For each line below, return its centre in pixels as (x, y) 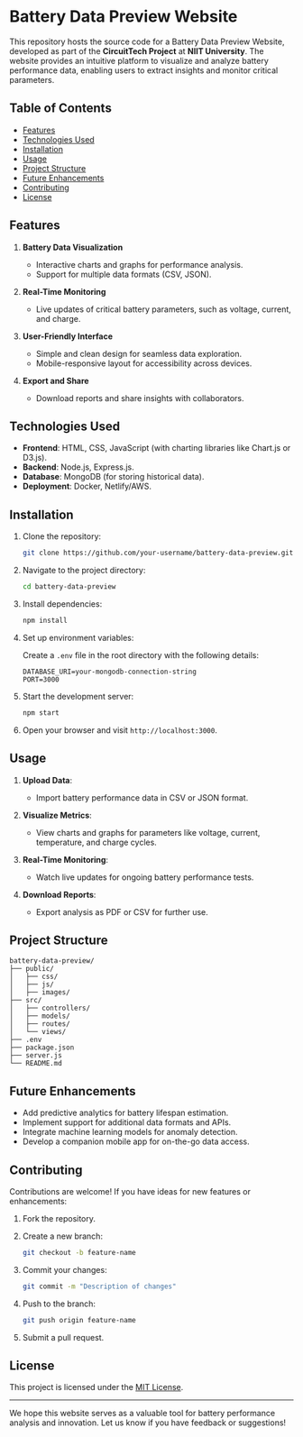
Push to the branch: (59, 1304)
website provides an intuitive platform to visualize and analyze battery (139, 60)
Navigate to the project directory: (84, 571)
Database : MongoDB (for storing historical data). (113, 477)
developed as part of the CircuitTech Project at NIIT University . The (137, 50)
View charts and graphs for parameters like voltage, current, (148, 832)
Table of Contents (61, 109)
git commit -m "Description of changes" (99, 1286)
